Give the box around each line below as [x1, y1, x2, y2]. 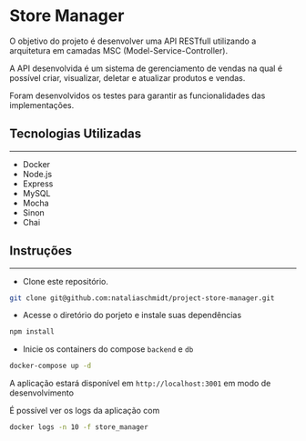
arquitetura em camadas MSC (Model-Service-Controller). [9, 45, 229, 55]
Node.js [22, 168, 53, 179]
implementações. [9, 99, 75, 110]
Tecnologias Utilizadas [9, 126, 142, 142]
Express [22, 178, 54, 189]
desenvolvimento [9, 387, 75, 398]
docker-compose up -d [9, 361, 92, 371]
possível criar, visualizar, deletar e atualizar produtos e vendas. [9, 72, 246, 83]
